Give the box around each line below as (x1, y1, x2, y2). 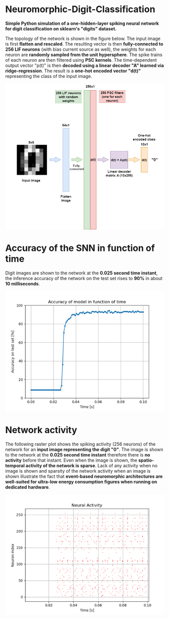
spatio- (138, 457, 154, 463)
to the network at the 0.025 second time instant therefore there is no (5, 452, 150, 458)
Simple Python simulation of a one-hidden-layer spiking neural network (5, 20, 159, 26)
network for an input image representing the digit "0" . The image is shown (5, 446, 163, 452)
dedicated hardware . (5, 484, 50, 490)
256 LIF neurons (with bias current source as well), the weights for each (5, 46, 156, 52)
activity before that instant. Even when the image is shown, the (5, 457, 138, 463)
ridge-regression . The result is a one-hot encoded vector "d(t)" (5, 67, 141, 74)
